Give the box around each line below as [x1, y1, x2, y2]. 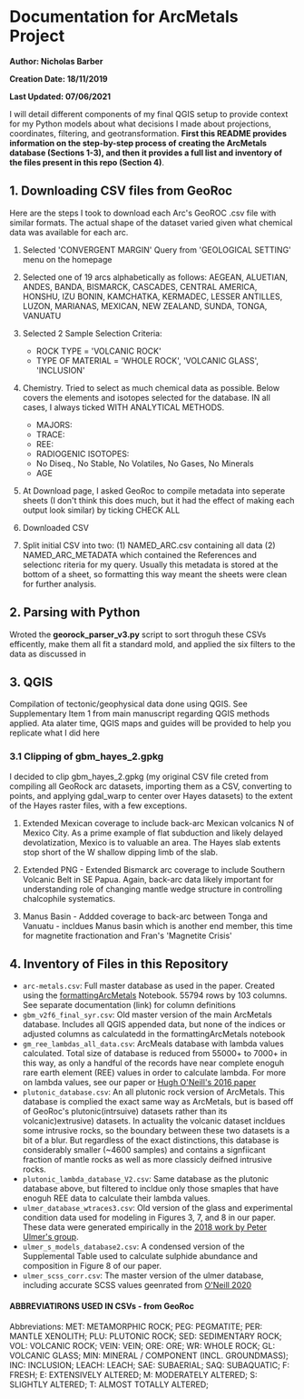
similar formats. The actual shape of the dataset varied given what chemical [9, 216, 293, 228]
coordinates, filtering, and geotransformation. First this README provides [9, 127, 288, 138]
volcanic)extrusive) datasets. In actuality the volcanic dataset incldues [22, 1115, 286, 1126]
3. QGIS [9, 675, 54, 690]
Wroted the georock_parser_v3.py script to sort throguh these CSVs [9, 629, 267, 640]
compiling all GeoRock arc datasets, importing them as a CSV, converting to [9, 780, 292, 792]
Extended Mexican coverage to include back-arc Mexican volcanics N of [22, 817, 295, 828]
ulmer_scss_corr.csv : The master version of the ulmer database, [22, 1270, 264, 1281]
